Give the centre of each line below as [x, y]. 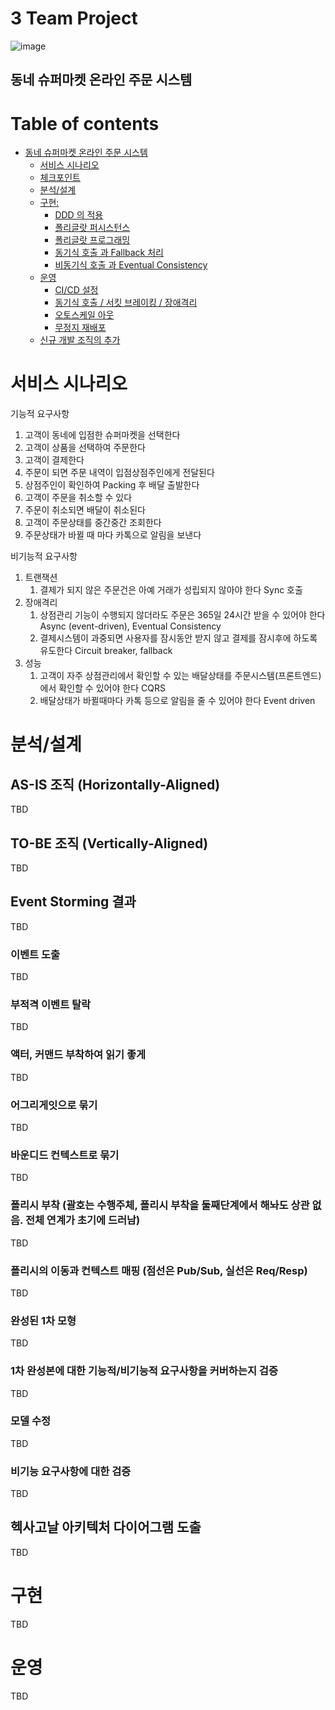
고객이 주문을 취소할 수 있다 [78, 498]
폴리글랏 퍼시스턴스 [92, 228]
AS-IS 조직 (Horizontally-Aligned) [115, 784]
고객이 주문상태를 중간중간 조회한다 [93, 523]
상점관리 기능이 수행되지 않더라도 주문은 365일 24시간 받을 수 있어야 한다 [182, 615]
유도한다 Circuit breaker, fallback [106, 651]
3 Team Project [74, 18]
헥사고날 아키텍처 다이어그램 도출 [106, 1527]
